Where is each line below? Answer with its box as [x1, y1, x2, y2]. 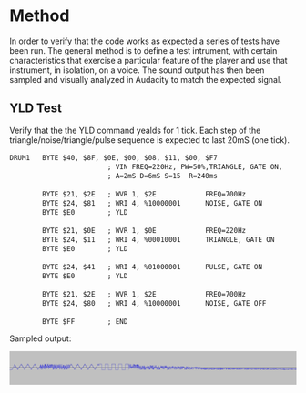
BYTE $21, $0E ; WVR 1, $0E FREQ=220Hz [42, 226, 247, 235]
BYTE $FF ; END [42, 317, 128, 326]
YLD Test [9, 101, 62, 116]
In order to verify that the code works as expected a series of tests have [9, 35, 280, 46]
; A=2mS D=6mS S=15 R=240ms [107, 171, 219, 180]
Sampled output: [9, 333, 72, 344]
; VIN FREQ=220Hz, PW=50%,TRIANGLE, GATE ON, [107, 162, 283, 171]
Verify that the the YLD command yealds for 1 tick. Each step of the [9, 125, 261, 136]
